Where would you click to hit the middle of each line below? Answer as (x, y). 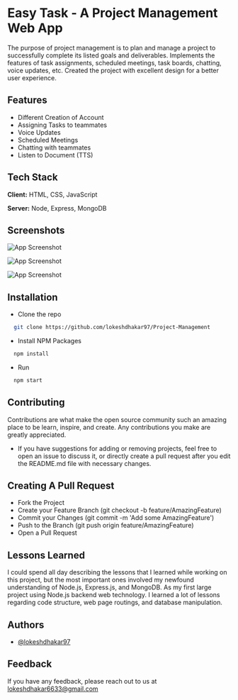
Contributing (36, 402)
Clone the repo (39, 314)
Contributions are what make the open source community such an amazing (117, 419)
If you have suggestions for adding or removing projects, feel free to (117, 448)
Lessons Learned (46, 555)
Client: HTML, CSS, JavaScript (52, 194)
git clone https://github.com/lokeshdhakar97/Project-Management (112, 328)
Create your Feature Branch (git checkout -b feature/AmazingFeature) (119, 510)
